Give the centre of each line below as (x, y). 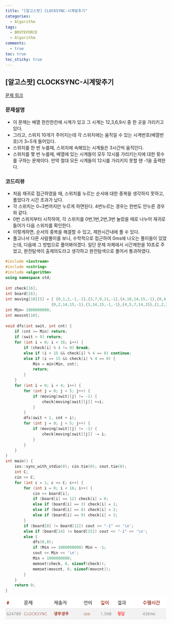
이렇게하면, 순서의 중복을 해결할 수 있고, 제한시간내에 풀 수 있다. (76, 232)
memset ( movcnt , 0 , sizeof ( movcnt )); (72, 569)
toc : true (16, 54)
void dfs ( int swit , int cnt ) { (39, 326)
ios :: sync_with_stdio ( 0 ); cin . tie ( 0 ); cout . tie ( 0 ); (71, 467)
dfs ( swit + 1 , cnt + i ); (50, 418)
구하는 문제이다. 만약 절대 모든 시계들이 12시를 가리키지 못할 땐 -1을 (85, 160)
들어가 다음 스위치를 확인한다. (42, 225)
